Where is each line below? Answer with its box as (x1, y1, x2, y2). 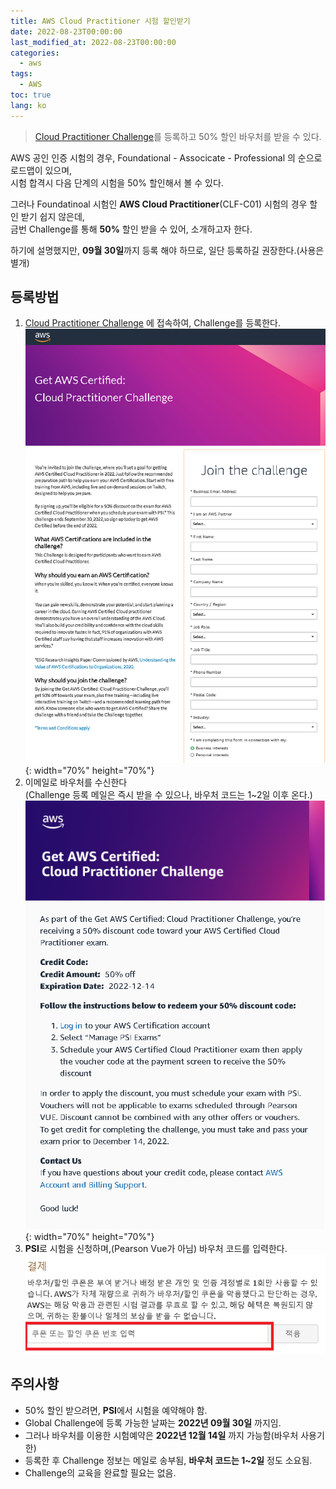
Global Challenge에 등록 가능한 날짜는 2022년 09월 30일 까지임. (24, 1416, 282, 1429)
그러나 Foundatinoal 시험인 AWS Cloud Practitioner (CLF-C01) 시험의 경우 (10, 198, 308, 210)
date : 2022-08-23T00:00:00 (10, 26, 123, 37)
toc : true (10, 90, 52, 100)
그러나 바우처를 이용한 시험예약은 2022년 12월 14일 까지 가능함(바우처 (24, 1429, 299, 1441)
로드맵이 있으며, (10, 164, 73, 176)
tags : (10, 69, 33, 79)
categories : (10, 48, 60, 58)
